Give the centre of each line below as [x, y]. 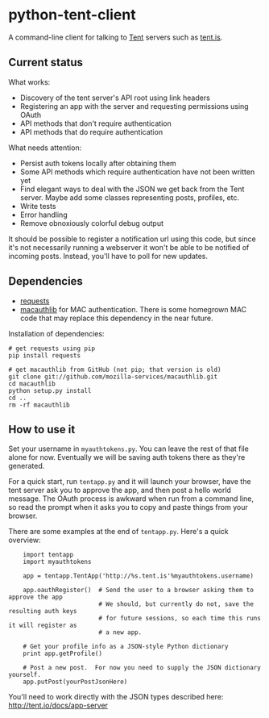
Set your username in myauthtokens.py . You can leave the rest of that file [129, 449]
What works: [29, 81]
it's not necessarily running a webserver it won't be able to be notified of [129, 247]
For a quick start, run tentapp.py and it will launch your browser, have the [130, 482]
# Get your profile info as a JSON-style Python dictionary [126, 647]
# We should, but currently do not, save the [176, 604]
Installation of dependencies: [56, 333]
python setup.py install [50, 390]
